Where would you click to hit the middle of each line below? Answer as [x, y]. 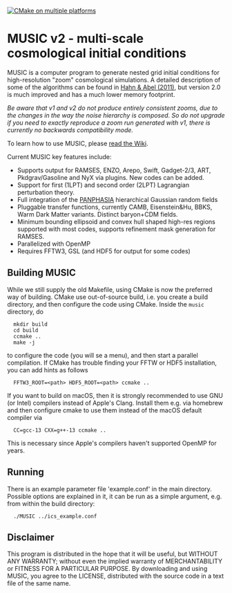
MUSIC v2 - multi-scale [75, 39]
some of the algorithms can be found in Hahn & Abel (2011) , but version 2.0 [114, 87]
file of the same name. [39, 583]
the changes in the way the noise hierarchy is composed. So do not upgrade [116, 115]
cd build [26, 330]
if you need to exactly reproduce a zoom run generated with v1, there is [109, 122]
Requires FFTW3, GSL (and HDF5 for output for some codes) [104, 251]
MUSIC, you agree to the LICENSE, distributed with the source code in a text [116, 576]
